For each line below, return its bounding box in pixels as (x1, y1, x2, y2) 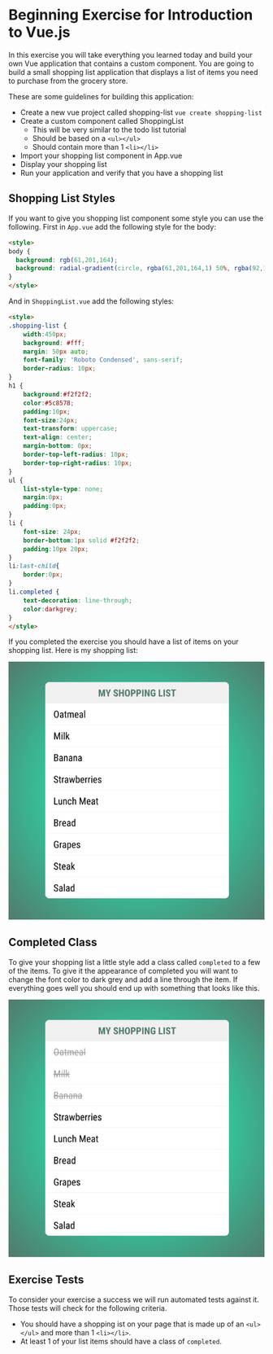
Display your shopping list (19, 159, 107, 169)
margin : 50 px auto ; (23, 348, 89, 356)
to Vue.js (8, 23, 71, 42)
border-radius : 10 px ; (23, 365, 96, 373)
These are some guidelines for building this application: (8, 91, 194, 101)
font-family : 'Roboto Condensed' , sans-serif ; (23, 356, 184, 364)
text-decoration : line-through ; (23, 596, 132, 604)
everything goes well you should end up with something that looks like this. (8, 983, 260, 992)
